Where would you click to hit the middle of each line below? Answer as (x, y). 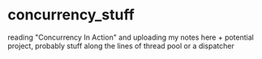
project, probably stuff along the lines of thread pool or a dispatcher (121, 45)
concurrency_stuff (71, 15)
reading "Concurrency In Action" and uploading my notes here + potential (131, 37)
